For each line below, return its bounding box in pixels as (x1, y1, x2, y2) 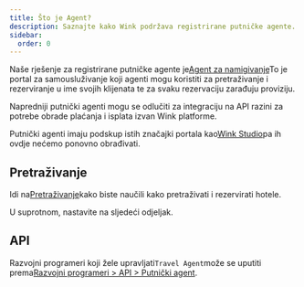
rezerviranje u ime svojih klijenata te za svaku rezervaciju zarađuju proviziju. (9, 83, 296, 94)
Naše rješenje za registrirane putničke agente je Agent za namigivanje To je (9, 64, 288, 75)
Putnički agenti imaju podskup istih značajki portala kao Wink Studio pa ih (9, 129, 281, 140)
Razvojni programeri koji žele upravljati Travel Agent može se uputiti (9, 257, 262, 268)
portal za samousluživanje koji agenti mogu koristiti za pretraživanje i (9, 74, 269, 85)
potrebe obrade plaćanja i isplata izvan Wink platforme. (9, 111, 217, 122)
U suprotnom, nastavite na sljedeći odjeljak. (9, 207, 173, 218)
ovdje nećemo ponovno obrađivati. (9, 138, 141, 149)
